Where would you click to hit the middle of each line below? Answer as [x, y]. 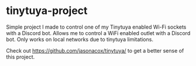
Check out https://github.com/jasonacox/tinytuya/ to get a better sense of [95, 50]
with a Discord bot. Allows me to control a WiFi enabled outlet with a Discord [98, 33]
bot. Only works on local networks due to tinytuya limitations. [80, 39]
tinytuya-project [47, 11]
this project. [20, 57]
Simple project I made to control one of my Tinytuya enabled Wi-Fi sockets [96, 27]
